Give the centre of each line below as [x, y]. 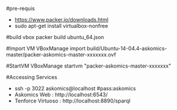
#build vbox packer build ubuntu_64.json [55, 37]
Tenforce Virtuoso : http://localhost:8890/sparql [72, 101]
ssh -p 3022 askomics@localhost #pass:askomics [75, 88]
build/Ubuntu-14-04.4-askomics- [127, 48]
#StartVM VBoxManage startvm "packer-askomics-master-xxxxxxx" [88, 66]
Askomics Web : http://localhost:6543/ [61, 95]
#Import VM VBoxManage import [46, 48]
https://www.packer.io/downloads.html [61, 19]
